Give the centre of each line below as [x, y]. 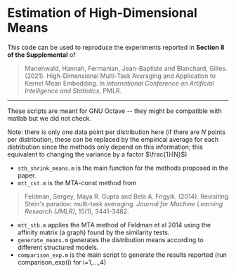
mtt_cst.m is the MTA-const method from [77, 182]
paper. [27, 175]
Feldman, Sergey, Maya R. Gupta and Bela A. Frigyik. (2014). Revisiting [126, 196]
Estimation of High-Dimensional [103, 13]
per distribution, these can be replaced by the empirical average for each [113, 139]
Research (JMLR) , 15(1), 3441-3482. [77, 211]
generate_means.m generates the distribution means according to [110, 239]
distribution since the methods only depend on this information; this [105, 147]
